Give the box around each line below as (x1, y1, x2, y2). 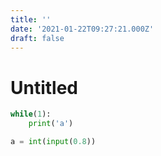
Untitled (10, 76, 79, 99)
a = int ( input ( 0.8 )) (10, 137, 97, 147)
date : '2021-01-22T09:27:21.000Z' (10, 24, 155, 34)
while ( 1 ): (10, 109, 52, 120)
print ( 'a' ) (28, 119, 74, 129)
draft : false (10, 33, 65, 43)
